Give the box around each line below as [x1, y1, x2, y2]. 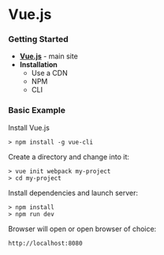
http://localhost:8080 [8, 239, 83, 247]
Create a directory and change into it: [8, 152, 130, 161]
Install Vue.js [8, 122, 50, 132]
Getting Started [8, 34, 69, 45]
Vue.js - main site [19, 51, 79, 61]
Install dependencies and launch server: [8, 188, 139, 197]
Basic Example [8, 105, 65, 116]
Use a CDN [31, 69, 69, 78]
